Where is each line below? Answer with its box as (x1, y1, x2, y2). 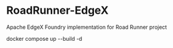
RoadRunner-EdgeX (6, 4, 109, 17)
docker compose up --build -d (6, 35, 83, 42)
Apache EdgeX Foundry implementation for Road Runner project (6, 23, 167, 31)
